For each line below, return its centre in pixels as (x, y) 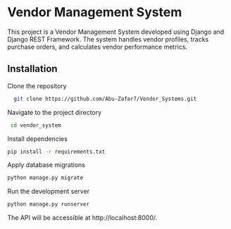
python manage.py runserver (49, 204)
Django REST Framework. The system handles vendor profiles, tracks (108, 39)
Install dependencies (38, 139)
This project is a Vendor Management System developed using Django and (116, 32)
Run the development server (49, 192)
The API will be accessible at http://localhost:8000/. (82, 218)
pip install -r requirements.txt (56, 151)
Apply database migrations (46, 165)
